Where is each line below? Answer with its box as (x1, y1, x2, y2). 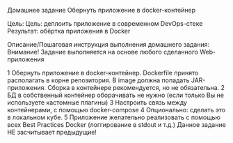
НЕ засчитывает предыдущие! (7, 128, 97, 136)
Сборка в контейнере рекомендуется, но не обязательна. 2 (47, 84, 225, 91)
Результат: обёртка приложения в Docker (7, 27, 131, 35)
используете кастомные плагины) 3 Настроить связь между (7, 98, 188, 107)
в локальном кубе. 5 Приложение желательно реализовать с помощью (7, 113, 221, 121)
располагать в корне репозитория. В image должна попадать (7, 76, 190, 84)
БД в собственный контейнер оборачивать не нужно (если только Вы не (7, 91, 225, 99)
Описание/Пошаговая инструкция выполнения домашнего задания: (7, 40, 210, 48)
